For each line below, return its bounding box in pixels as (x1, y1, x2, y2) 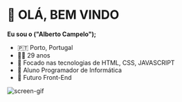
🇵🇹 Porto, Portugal (17, 43, 73, 51)
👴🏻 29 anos (17, 51, 51, 59)
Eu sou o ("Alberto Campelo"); (7, 30, 97, 38)
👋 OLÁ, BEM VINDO (7, 7, 120, 23)
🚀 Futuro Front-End (17, 73, 72, 81)
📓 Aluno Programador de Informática (17, 66, 122, 74)
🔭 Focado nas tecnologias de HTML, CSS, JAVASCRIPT (17, 58, 175, 67)
